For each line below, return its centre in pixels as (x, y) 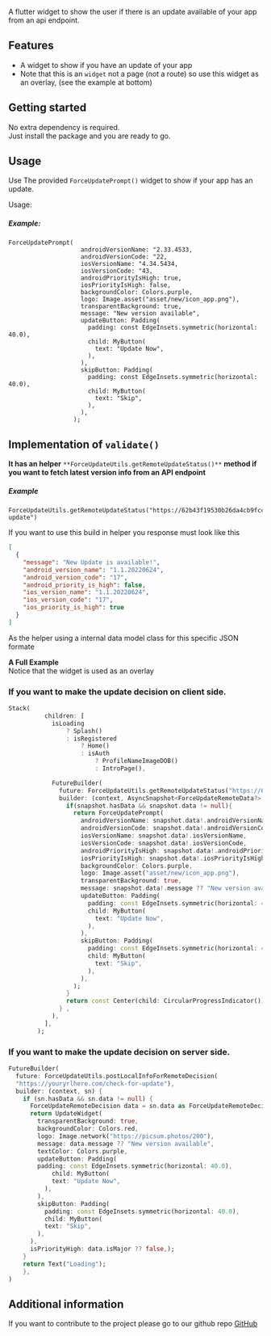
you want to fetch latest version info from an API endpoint (107, 473)
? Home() (95, 746)
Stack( (19, 709)
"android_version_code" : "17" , (75, 577)
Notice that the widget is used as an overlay (81, 671)
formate (21, 647)
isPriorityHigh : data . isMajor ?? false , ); (102, 1249)
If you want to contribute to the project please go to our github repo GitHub (133, 1324)
